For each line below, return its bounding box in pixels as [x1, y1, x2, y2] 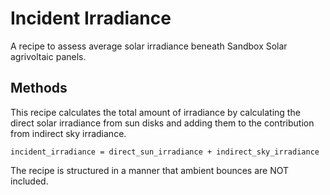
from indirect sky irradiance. [10, 127, 127, 139]
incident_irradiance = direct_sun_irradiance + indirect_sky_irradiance [10, 147, 320, 157]
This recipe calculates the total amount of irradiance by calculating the [10, 106, 301, 118]
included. [10, 175, 49, 187]
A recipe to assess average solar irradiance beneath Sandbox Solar [10, 40, 288, 52]
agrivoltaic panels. [10, 50, 87, 62]
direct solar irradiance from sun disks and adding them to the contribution [10, 117, 315, 129]
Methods [10, 80, 68, 97]
